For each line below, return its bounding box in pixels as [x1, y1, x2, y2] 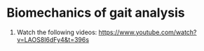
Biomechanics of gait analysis [6, 5, 185, 21]
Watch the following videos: [16, 28, 97, 36]
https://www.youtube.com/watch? [98, 28, 197, 36]
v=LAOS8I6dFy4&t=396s [16, 35, 89, 43]
